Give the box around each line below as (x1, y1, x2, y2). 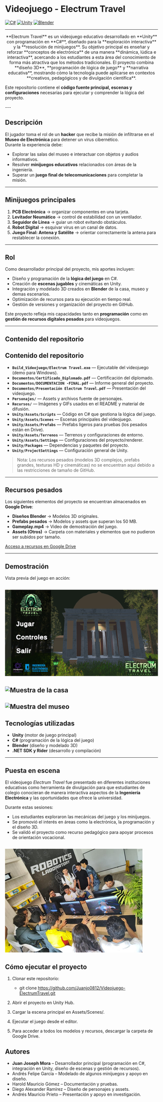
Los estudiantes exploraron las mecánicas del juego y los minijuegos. (12, 814, 151, 820)
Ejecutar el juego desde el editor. (12, 1019, 78, 1024)
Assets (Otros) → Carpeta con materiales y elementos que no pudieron (12, 529, 155, 535)
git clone (19, 985, 37, 991)
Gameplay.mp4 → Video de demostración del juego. (12, 524, 118, 530)
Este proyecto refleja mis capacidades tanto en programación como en (5, 311, 148, 317)
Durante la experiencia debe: (5, 141, 63, 147)
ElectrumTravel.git (19, 990, 56, 996)
